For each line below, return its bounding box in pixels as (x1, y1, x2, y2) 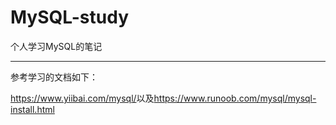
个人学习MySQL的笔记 (10, 40, 103, 52)
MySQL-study (10, 6, 129, 29)
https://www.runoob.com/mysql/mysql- (153, 92, 317, 104)
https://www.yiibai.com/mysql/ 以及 (10, 92, 155, 104)
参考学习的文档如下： (10, 71, 98, 83)
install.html (10, 103, 55, 115)
